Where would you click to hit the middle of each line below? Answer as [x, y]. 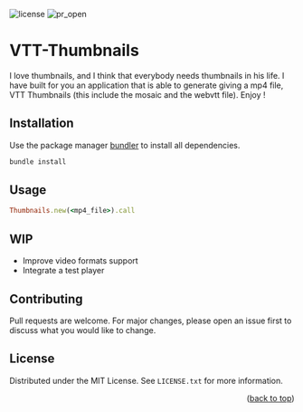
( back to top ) [270, 398]
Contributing [46, 299]
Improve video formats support [80, 261]
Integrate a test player [63, 271]
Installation [42, 124]
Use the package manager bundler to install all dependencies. [125, 145]
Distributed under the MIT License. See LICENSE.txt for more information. [146, 380]
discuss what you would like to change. [83, 330]
